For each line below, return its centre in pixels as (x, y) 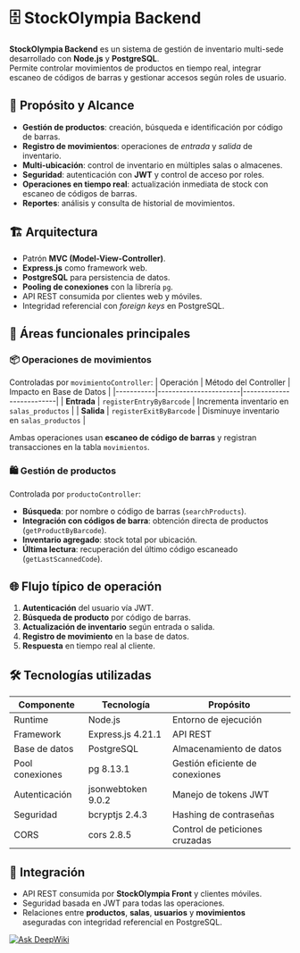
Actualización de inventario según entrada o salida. (118, 627)
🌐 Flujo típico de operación (86, 586)
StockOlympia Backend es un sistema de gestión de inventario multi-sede (146, 49)
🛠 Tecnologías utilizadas (80, 675)
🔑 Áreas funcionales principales (100, 334)
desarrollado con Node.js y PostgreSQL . (84, 58)
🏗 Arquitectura (54, 233)
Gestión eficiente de (215, 764)
